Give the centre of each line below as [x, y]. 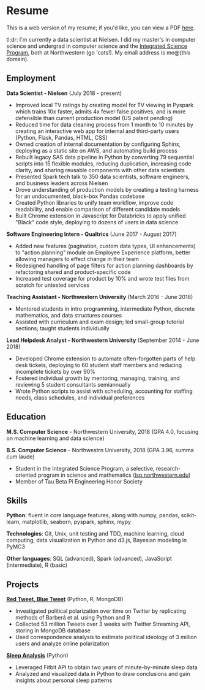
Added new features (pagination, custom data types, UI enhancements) [105, 246]
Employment [31, 78]
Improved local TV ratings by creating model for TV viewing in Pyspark [104, 105]
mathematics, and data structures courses [69, 315]
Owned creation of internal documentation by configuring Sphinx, [98, 144]
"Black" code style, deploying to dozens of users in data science [97, 222]
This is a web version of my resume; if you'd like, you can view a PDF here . [101, 28]
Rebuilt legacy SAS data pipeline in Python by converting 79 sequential [105, 157]
